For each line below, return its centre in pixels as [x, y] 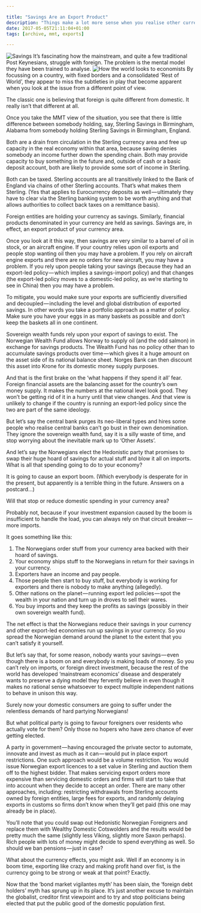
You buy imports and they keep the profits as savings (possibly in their [102, 606]
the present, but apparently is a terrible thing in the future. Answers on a [95, 483]
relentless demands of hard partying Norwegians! [67, 711]
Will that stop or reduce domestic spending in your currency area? [88, 501]
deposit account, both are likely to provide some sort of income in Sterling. [98, 168]
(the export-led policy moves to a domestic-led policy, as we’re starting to [97, 279]
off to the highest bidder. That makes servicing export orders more [88, 773]
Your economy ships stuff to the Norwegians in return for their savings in [104, 562]
